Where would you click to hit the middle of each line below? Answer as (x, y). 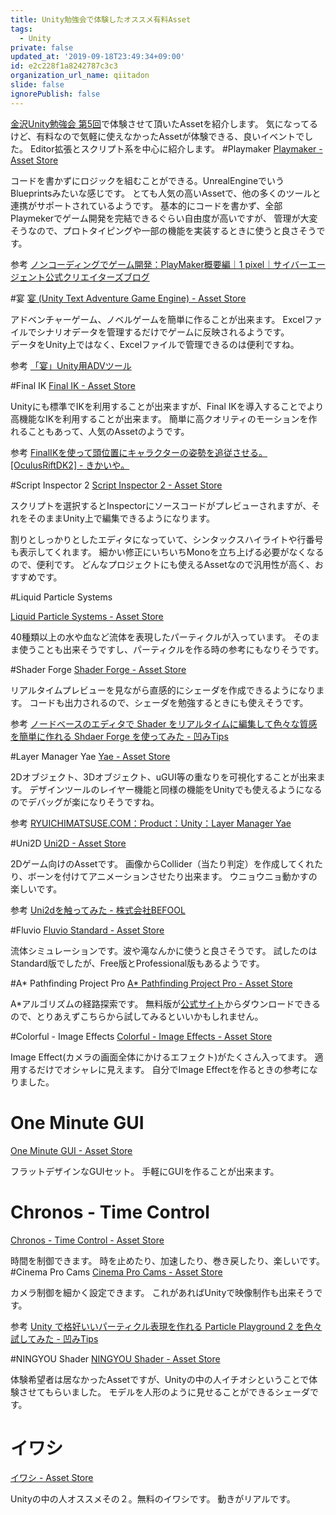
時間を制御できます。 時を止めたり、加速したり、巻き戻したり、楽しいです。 (168, 1260)
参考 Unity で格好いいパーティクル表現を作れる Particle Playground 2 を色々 (166, 1326)
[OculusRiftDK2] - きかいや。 (70, 465)
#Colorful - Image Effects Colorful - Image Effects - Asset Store (141, 1036)
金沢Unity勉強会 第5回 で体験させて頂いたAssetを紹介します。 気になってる (164, 123)
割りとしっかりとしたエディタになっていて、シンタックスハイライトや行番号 (167, 539)
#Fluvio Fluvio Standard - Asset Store (87, 930)
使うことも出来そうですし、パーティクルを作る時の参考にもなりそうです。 (171, 649)
